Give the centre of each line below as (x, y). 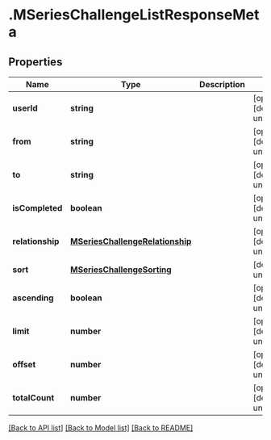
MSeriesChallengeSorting (121, 270)
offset (24, 365)
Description (222, 84)
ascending (33, 298)
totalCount (33, 398)
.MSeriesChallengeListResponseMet (134, 15)
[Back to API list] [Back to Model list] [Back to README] (101, 428)
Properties (35, 62)
